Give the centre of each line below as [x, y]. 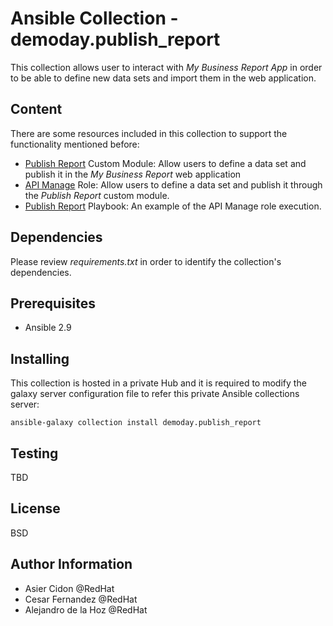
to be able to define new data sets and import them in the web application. [163, 78]
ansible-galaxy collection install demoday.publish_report [136, 423]
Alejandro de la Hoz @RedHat [86, 609]
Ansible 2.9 [48, 328]
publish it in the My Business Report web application [133, 174]
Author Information [71, 564]
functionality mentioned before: [75, 144]
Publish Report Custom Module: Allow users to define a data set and [165, 163]
